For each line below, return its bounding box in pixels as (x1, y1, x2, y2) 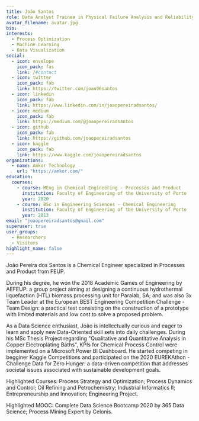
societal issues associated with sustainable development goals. (6, 367, 161, 374)
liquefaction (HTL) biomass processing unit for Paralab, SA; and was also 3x (6, 292, 192, 299)
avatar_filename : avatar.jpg (6, 20, 78, 25)
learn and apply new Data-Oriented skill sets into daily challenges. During (6, 329, 185, 336)
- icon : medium (11, 108, 49, 114)
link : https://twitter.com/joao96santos (17, 86, 118, 92)
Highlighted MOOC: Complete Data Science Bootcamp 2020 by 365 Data (6, 402, 185, 409)
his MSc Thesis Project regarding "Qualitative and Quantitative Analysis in (6, 335, 187, 342)
